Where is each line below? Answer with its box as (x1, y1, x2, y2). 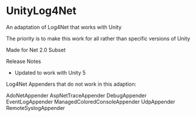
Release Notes (6, 58, 41, 65)
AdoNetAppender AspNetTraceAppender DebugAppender (6, 92, 147, 99)
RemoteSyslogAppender (6, 104, 66, 111)
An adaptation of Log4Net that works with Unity (6, 24, 122, 31)
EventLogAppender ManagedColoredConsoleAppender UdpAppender (6, 98, 175, 105)
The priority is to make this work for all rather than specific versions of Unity (6, 35, 191, 42)
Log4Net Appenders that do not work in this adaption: (6, 81, 137, 88)
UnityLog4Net (6, 4, 77, 18)
